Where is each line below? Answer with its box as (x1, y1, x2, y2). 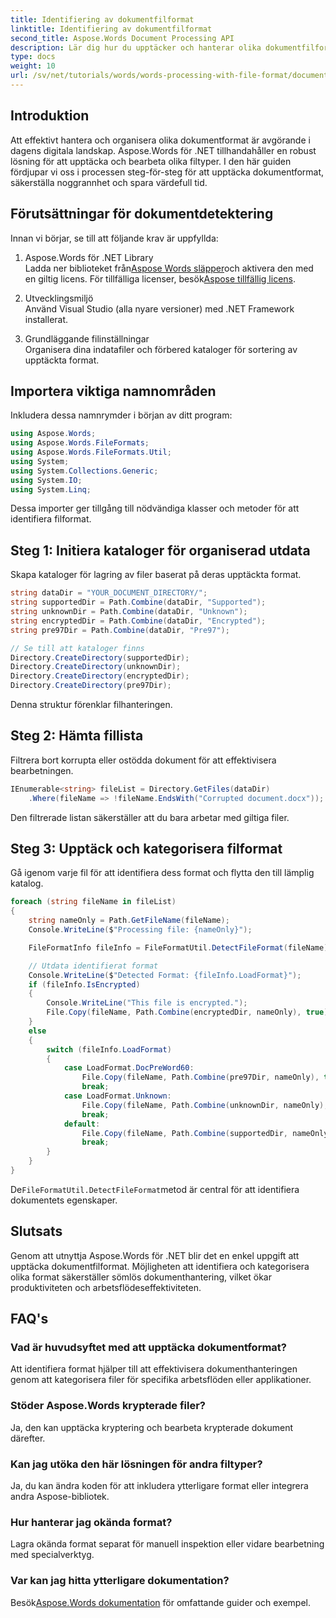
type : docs (10, 52, 56, 62)
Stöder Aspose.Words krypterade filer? (10, 1399, 206, 1413)
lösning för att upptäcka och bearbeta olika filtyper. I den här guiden (10, 155, 292, 167)
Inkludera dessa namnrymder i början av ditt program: (10, 409, 233, 421)
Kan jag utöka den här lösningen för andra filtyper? (10, 1457, 263, 1471)
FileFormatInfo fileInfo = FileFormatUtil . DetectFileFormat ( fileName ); (28, 942, 333, 953)
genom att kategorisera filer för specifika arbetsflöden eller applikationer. (10, 1374, 312, 1386)
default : (63, 1119, 101, 1129)
